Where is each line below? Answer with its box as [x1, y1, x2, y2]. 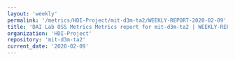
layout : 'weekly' [7, 10, 58, 18]
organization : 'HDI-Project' [7, 29, 92, 37]
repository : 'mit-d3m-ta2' [7, 36, 86, 43]
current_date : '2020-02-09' [7, 43, 90, 50]
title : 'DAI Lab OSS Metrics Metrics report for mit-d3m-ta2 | [7, 23, 196, 30]
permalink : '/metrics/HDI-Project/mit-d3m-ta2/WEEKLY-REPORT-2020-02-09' [7, 17, 227, 24]
